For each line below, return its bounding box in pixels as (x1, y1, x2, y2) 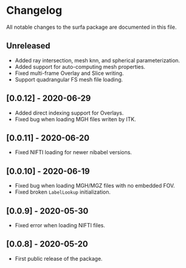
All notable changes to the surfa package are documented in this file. (6, 23, 177, 31)
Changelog (6, 4, 62, 17)
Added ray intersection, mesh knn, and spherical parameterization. (14, 56, 180, 64)
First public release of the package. (14, 255, 103, 262)
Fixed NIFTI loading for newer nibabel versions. (14, 149, 132, 156)
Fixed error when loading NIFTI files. (14, 222, 106, 228)
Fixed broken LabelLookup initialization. (14, 188, 111, 195)
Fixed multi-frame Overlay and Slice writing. (14, 70, 124, 77)
